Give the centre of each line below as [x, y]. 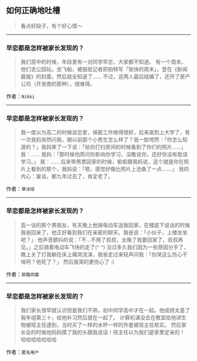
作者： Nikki [21, 96]
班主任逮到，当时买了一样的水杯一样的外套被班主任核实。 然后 [106, 325]
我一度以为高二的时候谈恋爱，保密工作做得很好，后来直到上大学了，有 [105, 132]
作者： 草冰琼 [21, 189]
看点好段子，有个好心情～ [51, 26]
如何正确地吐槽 [33, 11]
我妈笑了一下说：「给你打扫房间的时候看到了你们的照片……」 [113, 147]
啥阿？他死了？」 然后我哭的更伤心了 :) [67, 262]
